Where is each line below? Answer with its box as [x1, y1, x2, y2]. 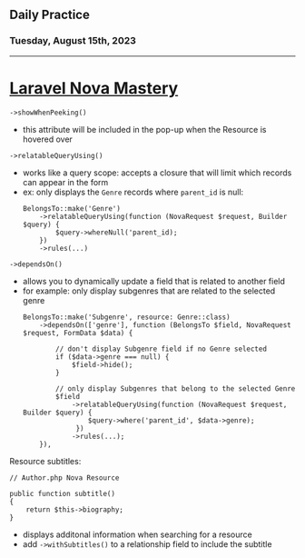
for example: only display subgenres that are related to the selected [22, 285, 276, 296]
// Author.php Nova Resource [9, 473, 120, 483]
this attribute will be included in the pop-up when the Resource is [22, 124, 267, 135]
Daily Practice [9, 7, 91, 23]
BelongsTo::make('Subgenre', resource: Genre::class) [22, 313, 231, 322]
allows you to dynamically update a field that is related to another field [22, 275, 286, 286]
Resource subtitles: [9, 455, 82, 466]
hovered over [22, 134, 73, 144]
